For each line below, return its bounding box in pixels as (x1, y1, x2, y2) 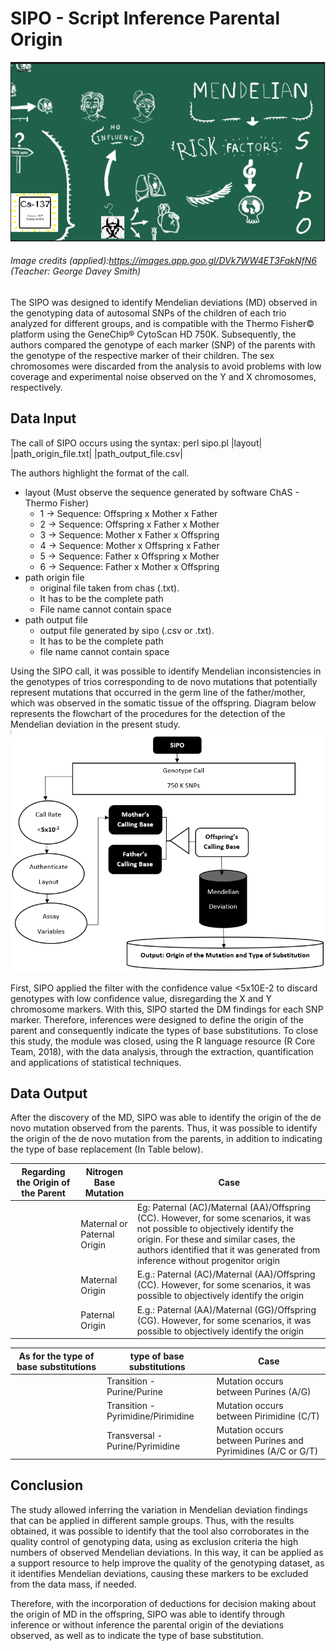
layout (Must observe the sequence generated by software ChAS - (24, 486, 300, 498)
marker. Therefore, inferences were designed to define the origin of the (10, 1013, 304, 1026)
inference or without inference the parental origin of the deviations (10, 1618, 285, 1631)
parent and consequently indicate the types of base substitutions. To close (10, 1024, 319, 1036)
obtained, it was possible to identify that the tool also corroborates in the (10, 1525, 310, 1537)
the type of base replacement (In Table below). (10, 1143, 204, 1156)
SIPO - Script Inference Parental (10, 7, 280, 30)
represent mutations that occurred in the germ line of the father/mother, (10, 686, 306, 698)
